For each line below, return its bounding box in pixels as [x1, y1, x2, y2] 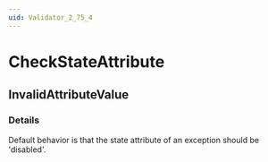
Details [8, 114, 40, 126]
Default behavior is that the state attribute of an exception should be [8, 134, 260, 145]
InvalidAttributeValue [8, 87, 130, 103]
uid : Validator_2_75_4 [8, 13, 93, 22]
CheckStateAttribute [8, 51, 165, 72]
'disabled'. [8, 144, 46, 155]
